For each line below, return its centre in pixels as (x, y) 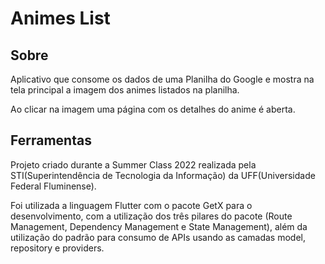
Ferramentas (51, 140)
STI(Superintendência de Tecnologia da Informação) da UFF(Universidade (163, 175)
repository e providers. (57, 248)
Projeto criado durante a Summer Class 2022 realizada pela (133, 164)
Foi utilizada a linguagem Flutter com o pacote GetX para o (131, 205)
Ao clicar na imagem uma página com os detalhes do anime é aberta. (153, 109)
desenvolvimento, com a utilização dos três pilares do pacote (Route (151, 216)
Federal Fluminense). (53, 186)
